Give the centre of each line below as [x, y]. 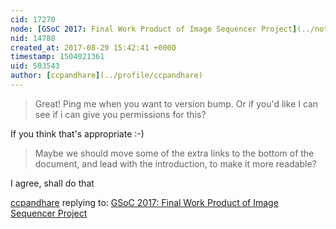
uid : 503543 [35, 66]
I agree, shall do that [52, 183]
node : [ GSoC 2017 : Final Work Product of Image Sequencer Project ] [154, 29]
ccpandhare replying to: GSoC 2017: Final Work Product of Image [144, 202]
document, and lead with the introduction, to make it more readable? [175, 163]
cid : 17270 [33, 19]
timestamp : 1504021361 [57, 57]
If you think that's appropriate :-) [77, 133]
